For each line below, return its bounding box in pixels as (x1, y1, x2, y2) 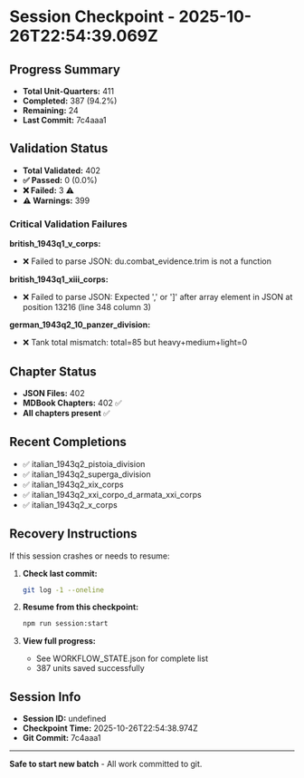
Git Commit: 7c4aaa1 (22, 733, 101, 744)
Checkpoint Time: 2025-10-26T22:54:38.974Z (22, 723, 199, 734)
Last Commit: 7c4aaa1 (22, 115, 107, 125)
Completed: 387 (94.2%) (22, 95, 118, 106)
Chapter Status (9, 364, 97, 379)
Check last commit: (22, 568, 98, 579)
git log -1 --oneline (22, 585, 105, 595)
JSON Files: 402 (22, 387, 85, 398)
